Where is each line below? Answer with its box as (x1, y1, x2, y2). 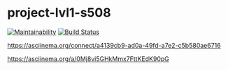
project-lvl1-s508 (7, 5, 111, 21)
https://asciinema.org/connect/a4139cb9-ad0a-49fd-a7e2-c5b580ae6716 (7, 41, 222, 49)
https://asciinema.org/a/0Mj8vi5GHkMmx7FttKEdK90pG (7, 54, 169, 63)
